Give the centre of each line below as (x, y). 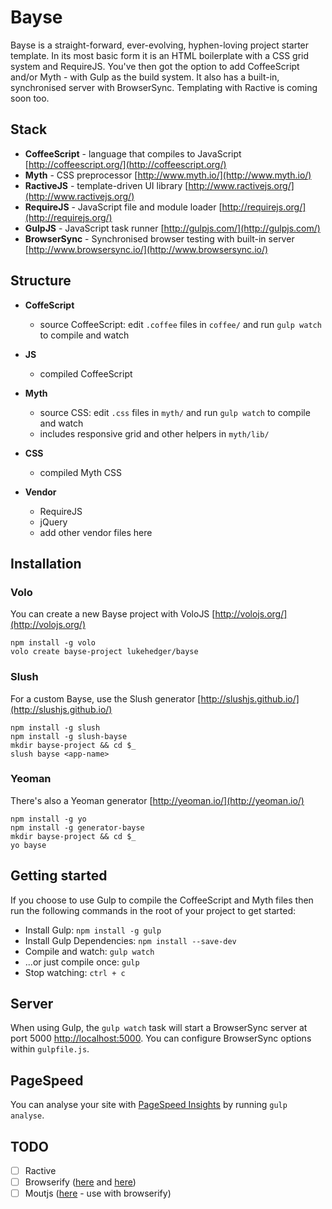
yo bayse (28, 845)
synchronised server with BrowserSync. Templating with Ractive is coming (164, 87)
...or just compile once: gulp (82, 962)
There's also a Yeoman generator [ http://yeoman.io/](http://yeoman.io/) (157, 800)
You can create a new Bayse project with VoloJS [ (113, 614)
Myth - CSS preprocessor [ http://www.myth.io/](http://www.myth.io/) (168, 175)
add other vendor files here (96, 532)
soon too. (30, 98)
